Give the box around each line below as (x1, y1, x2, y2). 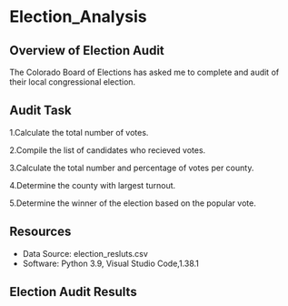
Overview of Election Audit (9, 43, 165, 58)
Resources (9, 224, 72, 240)
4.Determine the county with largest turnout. (9, 179, 176, 190)
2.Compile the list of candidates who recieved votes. (9, 144, 206, 156)
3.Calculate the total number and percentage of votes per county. (9, 162, 254, 173)
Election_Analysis (9, 6, 147, 27)
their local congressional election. (9, 76, 136, 87)
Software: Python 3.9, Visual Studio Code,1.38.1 (22, 258, 200, 269)
